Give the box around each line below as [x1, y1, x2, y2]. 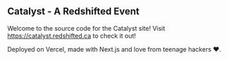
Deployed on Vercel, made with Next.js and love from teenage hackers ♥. [7, 45, 222, 53]
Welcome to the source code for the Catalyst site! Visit [7, 24, 165, 32]
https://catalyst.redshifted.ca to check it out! [7, 31, 137, 40]
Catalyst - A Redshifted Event [7, 6, 139, 17]
